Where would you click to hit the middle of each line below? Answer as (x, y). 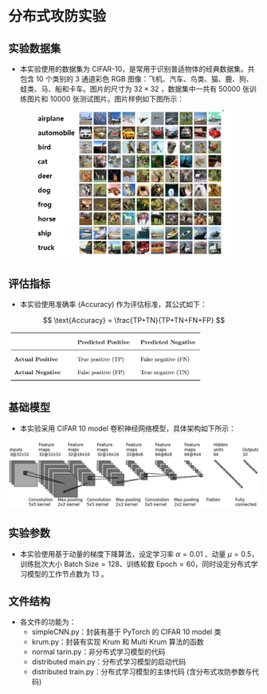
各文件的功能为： (48, 622)
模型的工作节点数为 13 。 (68, 574)
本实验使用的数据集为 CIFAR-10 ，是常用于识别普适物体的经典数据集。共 (137, 69)
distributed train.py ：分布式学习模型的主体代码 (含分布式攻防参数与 (142, 672)
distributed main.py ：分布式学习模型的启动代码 (109, 662)
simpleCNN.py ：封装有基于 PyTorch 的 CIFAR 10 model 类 (126, 632)
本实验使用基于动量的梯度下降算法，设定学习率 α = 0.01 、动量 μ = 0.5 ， (139, 554)
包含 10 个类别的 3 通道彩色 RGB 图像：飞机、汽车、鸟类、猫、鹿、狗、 (136, 79)
